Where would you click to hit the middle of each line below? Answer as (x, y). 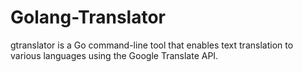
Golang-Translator (88, 17)
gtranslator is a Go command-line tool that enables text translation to (152, 45)
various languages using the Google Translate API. (114, 55)
